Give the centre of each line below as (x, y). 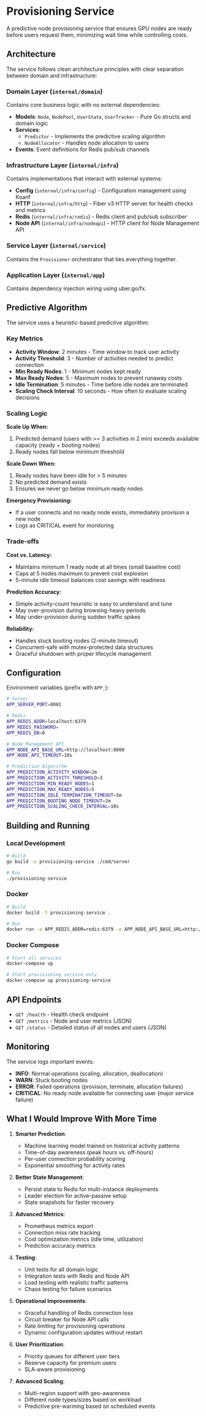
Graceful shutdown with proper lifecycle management (83, 653)
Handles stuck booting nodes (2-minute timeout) (77, 640)
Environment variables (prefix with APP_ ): (58, 688)
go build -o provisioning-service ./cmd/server (68, 862)
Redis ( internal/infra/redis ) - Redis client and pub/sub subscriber (101, 217)
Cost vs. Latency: (29, 555)
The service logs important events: (50, 1061)
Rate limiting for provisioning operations (75, 1326)
